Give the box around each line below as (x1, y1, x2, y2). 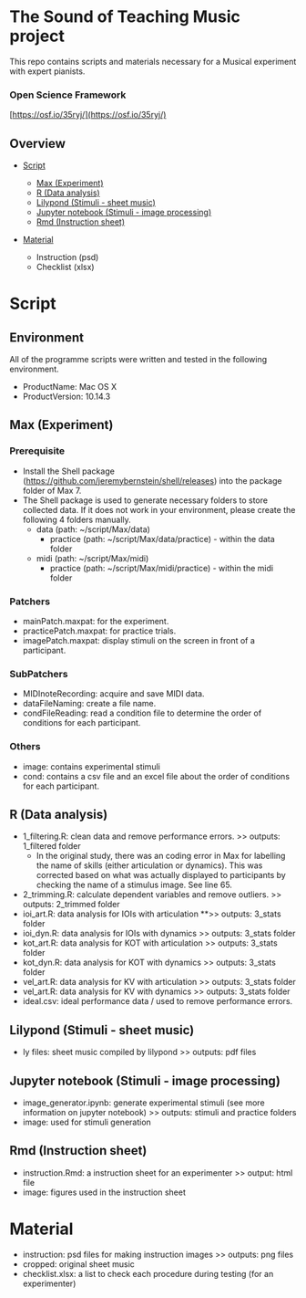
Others (9, 740, 41, 753)
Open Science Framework (9, 89, 127, 101)
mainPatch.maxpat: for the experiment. (22, 616, 169, 627)
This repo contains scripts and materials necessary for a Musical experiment (9, 56, 297, 67)
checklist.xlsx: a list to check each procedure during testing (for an (22, 1268, 274, 1279)
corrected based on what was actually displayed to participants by (36, 870, 287, 881)
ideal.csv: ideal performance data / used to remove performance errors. (22, 996, 293, 1007)
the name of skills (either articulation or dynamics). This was (36, 860, 263, 871)
